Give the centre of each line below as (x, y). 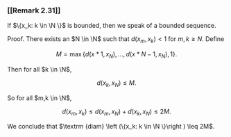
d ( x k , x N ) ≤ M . (117, 83)
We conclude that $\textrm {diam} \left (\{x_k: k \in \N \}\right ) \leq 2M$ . (111, 127)
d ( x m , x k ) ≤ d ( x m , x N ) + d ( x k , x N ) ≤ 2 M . (117, 112)
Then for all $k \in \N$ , (40, 69)
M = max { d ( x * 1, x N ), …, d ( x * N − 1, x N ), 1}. (117, 55)
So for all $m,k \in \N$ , (40, 98)
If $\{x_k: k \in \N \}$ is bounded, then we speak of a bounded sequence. (112, 26)
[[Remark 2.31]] (34, 10)
